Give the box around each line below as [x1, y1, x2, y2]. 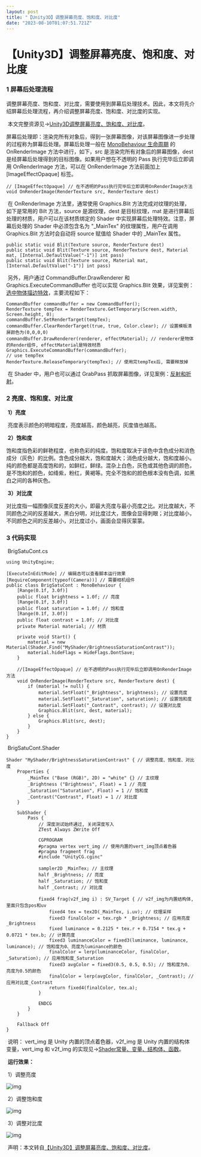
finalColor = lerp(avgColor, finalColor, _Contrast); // [48, 973, 194, 979]
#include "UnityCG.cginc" [38, 854, 103, 860]
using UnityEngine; [6, 559, 55, 566]
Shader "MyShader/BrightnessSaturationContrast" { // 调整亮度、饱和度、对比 [6, 757, 195, 763]
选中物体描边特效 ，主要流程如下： [6, 289, 90, 296]
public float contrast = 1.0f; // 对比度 [17, 617, 119, 623]
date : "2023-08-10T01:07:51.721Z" [6, 20, 93, 26]
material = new [28, 639, 66, 645]
